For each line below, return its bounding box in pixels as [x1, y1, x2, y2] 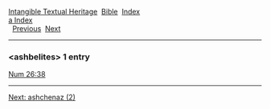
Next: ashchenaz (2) [8, 92, 76, 103]
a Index [8, 15, 33, 25]
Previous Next [11, 24, 61, 33]
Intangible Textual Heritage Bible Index [8, 7, 141, 16]
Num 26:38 [8, 70, 46, 79]
